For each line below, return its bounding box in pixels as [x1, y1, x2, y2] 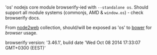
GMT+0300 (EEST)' [5, 45, 46, 50]
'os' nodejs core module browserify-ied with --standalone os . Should [5, 4, 149, 10]
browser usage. [5, 30, 38, 35]
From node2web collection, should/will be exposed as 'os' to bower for [5, 24, 152, 30]
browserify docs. [5, 15, 40, 20]
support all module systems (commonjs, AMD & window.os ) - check [5, 9, 144, 15]
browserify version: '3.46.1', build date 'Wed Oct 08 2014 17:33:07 [5, 39, 141, 45]
